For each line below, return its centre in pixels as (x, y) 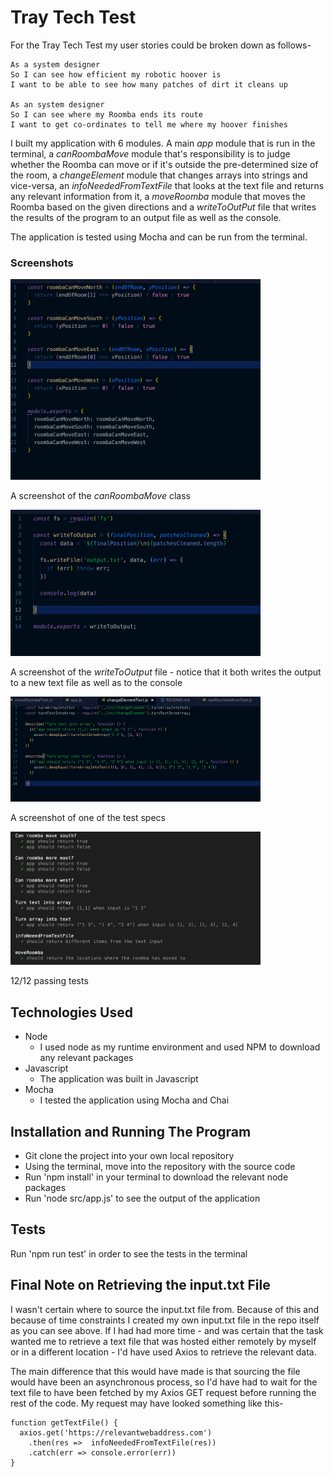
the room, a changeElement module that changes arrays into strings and (159, 175)
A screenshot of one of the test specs (88, 818)
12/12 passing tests (49, 981)
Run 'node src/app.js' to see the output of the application (142, 1198)
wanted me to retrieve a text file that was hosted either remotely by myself (163, 1341)
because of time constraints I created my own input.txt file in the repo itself (165, 1320)
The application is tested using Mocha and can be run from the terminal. (159, 237)
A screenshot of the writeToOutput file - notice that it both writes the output (166, 672)
